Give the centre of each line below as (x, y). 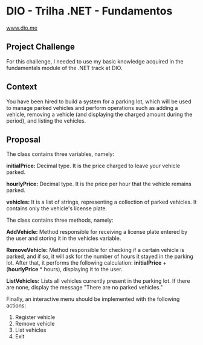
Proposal (24, 139)
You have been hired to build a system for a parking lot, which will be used (99, 102)
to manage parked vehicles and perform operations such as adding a (92, 108)
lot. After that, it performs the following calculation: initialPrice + (86, 263)
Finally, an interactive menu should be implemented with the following (93, 299)
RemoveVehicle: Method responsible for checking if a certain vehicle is (95, 250)
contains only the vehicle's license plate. (57, 208)
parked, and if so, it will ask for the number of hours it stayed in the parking (100, 256)
